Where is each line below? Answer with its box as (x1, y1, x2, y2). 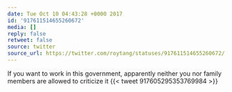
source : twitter (7, 43, 56, 50)
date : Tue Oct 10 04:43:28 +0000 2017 (7, 10, 123, 18)
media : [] (7, 23, 37, 30)
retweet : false (7, 37, 53, 44)
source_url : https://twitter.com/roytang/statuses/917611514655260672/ (7, 50, 225, 57)
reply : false (7, 30, 46, 38)
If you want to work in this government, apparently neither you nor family (7, 69, 222, 78)
